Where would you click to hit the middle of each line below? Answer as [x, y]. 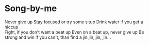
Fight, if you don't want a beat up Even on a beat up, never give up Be [74, 32]
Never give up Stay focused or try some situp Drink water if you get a [74, 22]
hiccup [11, 27]
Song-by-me [31, 8]
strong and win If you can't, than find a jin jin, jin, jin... [58, 37]
